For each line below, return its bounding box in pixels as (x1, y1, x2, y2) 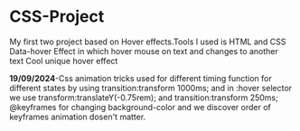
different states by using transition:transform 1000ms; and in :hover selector (9, 82, 292, 93)
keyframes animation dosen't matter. (9, 111, 146, 122)
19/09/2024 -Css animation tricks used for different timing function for (9, 72, 273, 83)
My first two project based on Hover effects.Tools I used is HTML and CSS (9, 36, 286, 47)
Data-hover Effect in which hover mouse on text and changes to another (9, 45, 278, 56)
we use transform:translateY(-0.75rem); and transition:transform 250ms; (9, 92, 278, 103)
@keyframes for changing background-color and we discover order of (9, 101, 271, 112)
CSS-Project (9, 6, 105, 27)
